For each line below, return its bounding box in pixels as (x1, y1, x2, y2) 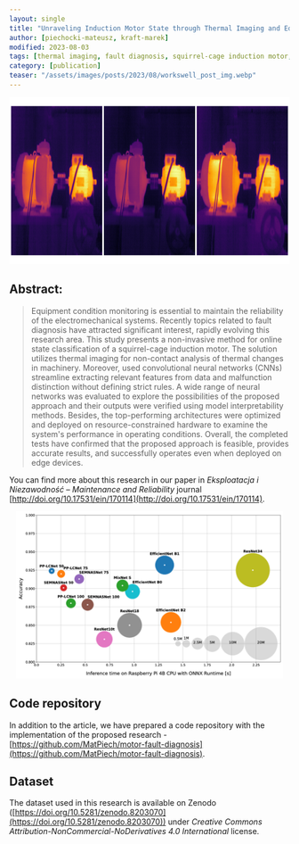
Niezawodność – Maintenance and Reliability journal (9, 484, 202, 494)
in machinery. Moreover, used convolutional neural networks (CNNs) (30, 362, 283, 373)
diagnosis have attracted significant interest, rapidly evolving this (30, 324, 270, 335)
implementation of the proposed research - (9, 729, 167, 740)
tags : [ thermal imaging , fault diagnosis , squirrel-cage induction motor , (9, 52, 293, 62)
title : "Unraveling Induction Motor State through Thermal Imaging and (9, 23, 280, 33)
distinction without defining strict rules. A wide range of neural (30, 381, 261, 392)
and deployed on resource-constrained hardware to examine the (30, 419, 269, 430)
